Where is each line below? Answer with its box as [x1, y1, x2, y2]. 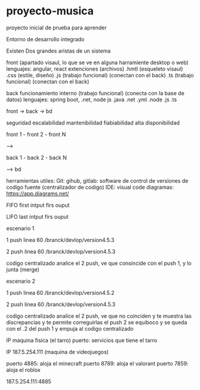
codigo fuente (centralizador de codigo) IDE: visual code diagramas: [6, 183, 174, 191]
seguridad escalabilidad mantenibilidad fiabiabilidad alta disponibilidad [6, 119, 180, 126]
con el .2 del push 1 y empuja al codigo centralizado [6, 325, 134, 332]
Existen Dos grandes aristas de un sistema [6, 47, 111, 55]
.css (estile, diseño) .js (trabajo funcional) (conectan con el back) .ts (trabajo [6, 71, 194, 78]
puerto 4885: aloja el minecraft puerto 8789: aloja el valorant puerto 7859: [6, 359, 189, 367]
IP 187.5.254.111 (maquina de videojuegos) [6, 348, 109, 355]
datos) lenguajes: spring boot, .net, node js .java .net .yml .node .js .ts [6, 96, 177, 103]
